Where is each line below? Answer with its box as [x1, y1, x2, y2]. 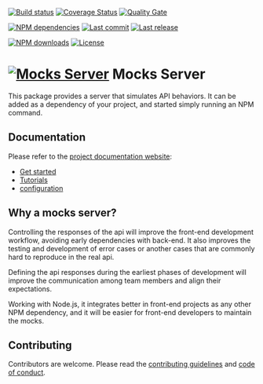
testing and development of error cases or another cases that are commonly [8, 243, 255, 253]
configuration [19, 183, 64, 192]
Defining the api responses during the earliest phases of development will [8, 267, 247, 276]
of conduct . [8, 368, 46, 377]
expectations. [8, 283, 53, 294]
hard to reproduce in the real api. [8, 252, 115, 261]
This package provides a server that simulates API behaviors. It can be [8, 91, 237, 101]
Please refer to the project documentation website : [8, 152, 173, 161]
